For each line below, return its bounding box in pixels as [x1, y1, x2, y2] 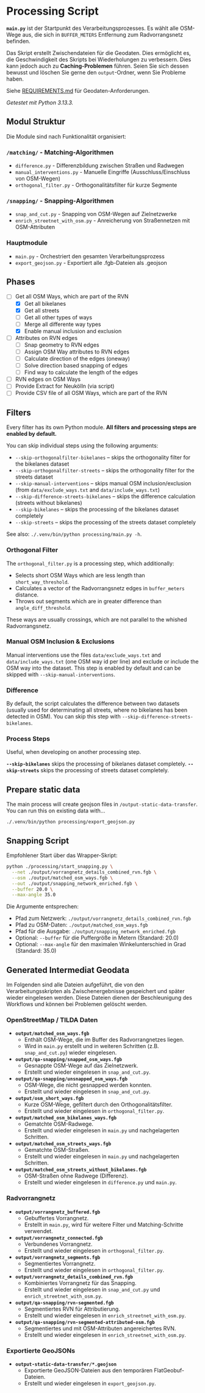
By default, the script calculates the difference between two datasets [6, 700, 180, 707]
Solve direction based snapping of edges [24, 362, 128, 369]
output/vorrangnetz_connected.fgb [15, 1235, 103, 1241]
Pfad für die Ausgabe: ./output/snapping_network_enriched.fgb [15, 928, 176, 935]
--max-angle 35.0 [12, 892, 56, 898]
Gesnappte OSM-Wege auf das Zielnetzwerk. [24, 1062, 138, 1069]
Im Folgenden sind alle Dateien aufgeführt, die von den [6, 981, 145, 988]
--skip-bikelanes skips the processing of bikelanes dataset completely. [6, 760, 187, 767]
